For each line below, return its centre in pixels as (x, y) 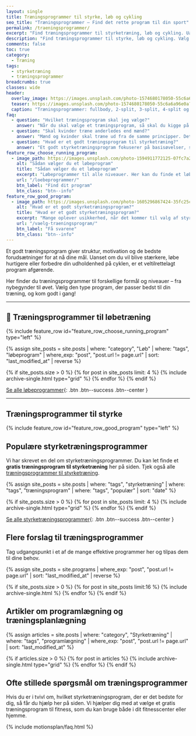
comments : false (26, 44)
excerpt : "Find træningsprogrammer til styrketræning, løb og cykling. (95, 33)
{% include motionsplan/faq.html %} (50, 727)
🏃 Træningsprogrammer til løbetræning (78, 317)
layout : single (24, 11)
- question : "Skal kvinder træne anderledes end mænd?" (80, 131)
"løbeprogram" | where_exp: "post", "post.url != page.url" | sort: (83, 355)
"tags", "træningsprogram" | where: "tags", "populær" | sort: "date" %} (91, 490)
